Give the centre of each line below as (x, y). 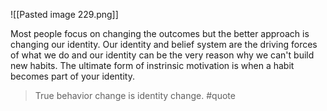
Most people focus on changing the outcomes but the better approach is (160, 33)
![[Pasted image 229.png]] (64, 14)
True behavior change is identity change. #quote (135, 95)
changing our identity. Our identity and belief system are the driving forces (164, 44)
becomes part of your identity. (72, 76)
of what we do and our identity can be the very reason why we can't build (162, 55)
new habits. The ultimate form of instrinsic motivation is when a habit (152, 65)
